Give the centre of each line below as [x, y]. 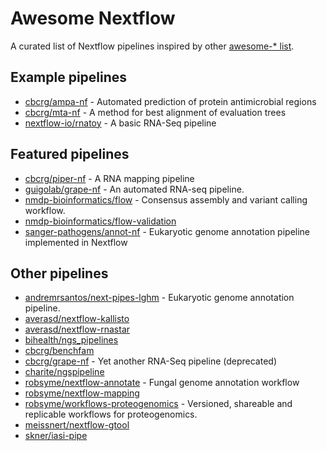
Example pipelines [69, 77]
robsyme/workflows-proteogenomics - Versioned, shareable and [158, 404]
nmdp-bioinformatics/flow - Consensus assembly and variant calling [166, 199]
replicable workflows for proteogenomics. [111, 414]
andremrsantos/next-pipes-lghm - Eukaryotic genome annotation [159, 298]
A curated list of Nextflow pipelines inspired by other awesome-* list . [152, 46]
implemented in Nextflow [76, 242]
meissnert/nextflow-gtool [77, 425]
